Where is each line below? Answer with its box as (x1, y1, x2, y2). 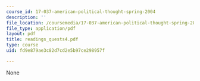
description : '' (6, 14, 46, 20)
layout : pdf (6, 31, 36, 37)
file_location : (6, 20, 44, 26)
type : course (6, 42, 39, 48)
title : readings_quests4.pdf (6, 36, 79, 42)
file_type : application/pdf (6, 25, 76, 32)
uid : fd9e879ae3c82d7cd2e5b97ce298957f (6, 48, 105, 54)
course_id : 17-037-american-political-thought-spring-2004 (6, 8, 156, 15)
